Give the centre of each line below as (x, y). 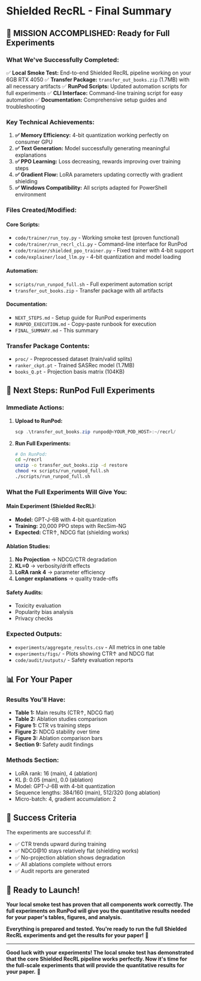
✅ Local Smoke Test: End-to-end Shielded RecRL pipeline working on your (99, 73)
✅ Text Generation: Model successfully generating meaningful (92, 148)
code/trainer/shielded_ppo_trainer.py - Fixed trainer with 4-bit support (104, 251)
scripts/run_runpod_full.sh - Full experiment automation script (94, 284)
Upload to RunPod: (39, 421)
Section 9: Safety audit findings (54, 745)
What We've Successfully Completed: (63, 59)
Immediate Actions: (35, 408)
